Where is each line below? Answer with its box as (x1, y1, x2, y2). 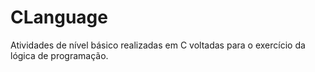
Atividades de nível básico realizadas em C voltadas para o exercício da (10, 39, 306, 51)
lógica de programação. (10, 49, 109, 61)
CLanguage (10, 6, 108, 29)
